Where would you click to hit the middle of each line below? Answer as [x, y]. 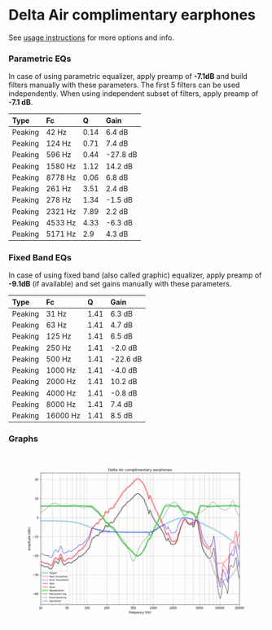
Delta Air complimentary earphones [132, 15]
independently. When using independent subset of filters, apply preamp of [134, 94]
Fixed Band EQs [40, 257]
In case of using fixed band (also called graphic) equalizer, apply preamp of [135, 275]
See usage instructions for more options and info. [92, 37]
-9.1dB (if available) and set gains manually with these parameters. [120, 284]
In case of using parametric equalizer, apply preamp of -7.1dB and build [128, 77]
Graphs [23, 439]
